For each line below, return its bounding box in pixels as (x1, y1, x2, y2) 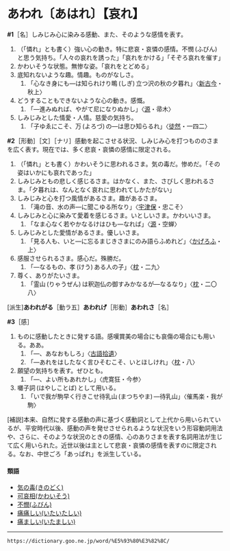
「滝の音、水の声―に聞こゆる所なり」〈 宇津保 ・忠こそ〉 (27, 202, 187, 211)
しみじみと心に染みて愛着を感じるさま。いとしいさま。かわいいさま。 (16, 211, 215, 220)
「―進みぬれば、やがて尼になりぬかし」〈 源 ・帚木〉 (27, 104, 175, 113)
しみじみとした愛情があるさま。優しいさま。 (16, 228, 143, 237)
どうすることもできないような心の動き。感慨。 (16, 96, 149, 104)
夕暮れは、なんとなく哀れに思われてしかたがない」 (31, 185, 176, 194)
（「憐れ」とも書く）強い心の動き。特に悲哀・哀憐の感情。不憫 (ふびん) (16, 45, 218, 53)
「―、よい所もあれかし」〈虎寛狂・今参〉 (27, 375, 145, 383)
